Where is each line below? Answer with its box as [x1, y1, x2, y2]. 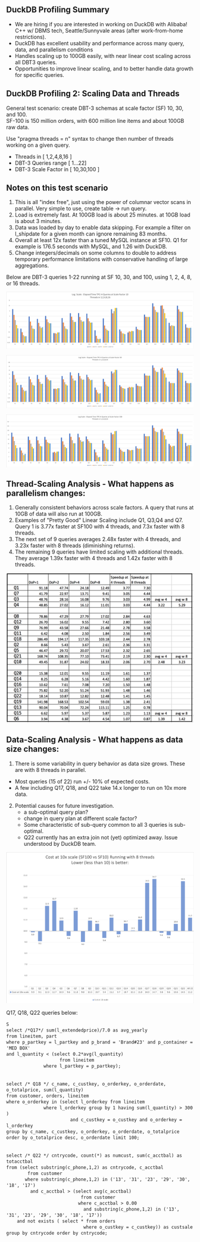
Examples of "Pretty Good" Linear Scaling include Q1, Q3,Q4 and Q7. [14, 517, 183, 524]
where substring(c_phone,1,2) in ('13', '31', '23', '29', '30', [24, 1176, 190, 1183]
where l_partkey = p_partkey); [43, 1063, 121, 1070]
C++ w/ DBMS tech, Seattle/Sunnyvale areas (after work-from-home [14, 27, 183, 34]
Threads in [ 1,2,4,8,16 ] [14, 153, 73, 160]
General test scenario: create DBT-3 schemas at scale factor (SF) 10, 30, [6, 104, 184, 112]
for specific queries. [14, 71, 64, 78]
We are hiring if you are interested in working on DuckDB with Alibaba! [14, 20, 187, 27]
